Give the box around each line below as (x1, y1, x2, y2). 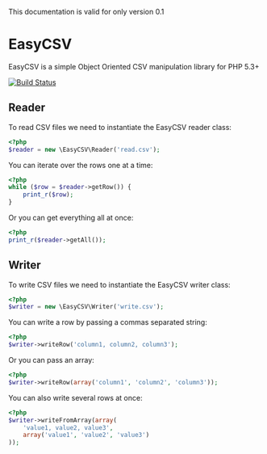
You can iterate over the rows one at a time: (8, 160, 153, 170)
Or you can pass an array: (8, 355, 94, 365)
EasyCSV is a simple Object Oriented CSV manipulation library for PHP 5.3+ (8, 61, 260, 71)
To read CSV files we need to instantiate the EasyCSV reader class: (8, 122, 232, 132)
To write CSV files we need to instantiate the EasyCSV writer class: (8, 280, 232, 289)
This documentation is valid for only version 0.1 (8, 7, 165, 16)
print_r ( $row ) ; (23, 191, 74, 199)
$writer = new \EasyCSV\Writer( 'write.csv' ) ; (8, 303, 164, 311)
